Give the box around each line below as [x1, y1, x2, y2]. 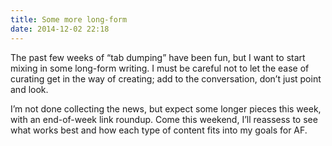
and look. [10, 83, 49, 95]
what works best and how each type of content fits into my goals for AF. [10, 124, 308, 136]
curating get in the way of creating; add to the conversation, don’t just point [10, 72, 322, 85]
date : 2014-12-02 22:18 [10, 24, 110, 34]
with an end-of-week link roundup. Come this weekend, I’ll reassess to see [10, 113, 318, 125]
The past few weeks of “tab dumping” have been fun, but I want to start [10, 51, 306, 63]
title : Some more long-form [10, 14, 128, 25]
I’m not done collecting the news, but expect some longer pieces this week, [10, 102, 322, 115]
